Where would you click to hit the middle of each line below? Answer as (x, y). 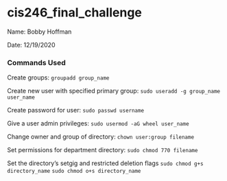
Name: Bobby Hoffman (39, 32)
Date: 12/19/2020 (31, 45)
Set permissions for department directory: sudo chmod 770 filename (103, 150)
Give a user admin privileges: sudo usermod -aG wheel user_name (98, 123)
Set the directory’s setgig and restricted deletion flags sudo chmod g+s (105, 163)
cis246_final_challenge (75, 13)
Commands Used (37, 62)
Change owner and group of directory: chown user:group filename (100, 137)
